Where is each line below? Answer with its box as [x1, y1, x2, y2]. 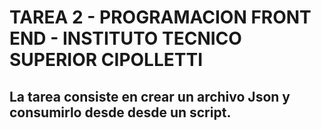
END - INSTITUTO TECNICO [9, 27, 242, 50]
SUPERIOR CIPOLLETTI [9, 49, 204, 71]
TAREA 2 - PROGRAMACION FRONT [9, 6, 312, 29]
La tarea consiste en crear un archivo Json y [9, 88, 291, 105]
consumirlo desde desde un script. [9, 104, 232, 121]
